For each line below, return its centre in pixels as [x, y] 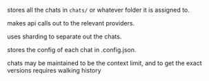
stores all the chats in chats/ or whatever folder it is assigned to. [98, 10]
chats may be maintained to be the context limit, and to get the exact [104, 63]
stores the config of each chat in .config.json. [72, 50]
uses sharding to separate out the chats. [64, 36]
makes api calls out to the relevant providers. [71, 23]
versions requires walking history [54, 70]
